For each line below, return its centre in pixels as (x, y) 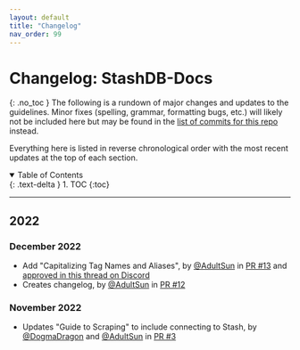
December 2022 (46, 246)
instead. (24, 131)
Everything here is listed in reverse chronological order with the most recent (149, 149)
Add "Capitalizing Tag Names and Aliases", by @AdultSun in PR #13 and (154, 265)
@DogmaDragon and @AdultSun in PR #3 (99, 337)
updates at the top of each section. (74, 158)
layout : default (39, 17)
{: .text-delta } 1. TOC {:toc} (59, 184)
